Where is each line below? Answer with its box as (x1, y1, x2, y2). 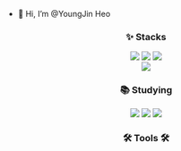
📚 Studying (119, 84, 173, 96)
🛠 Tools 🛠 (122, 131, 170, 144)
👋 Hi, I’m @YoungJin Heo (17, 9, 111, 19)
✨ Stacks (125, 30, 167, 43)
